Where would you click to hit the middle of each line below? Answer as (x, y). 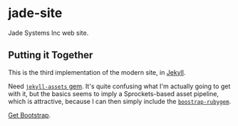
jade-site (35, 13)
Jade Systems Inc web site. (48, 33)
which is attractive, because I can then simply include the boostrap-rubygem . (119, 101)
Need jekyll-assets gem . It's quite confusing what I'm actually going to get (119, 86)
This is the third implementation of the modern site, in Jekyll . (97, 72)
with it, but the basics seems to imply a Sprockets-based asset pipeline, (114, 93)
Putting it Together (51, 55)
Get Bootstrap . (30, 115)
